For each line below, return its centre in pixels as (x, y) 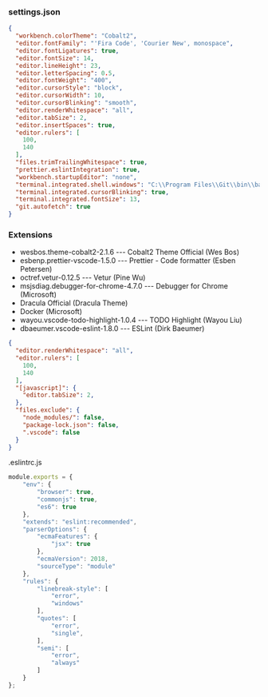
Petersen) (36, 269)
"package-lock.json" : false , (71, 425)
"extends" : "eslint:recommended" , (80, 522)
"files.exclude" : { (48, 410)
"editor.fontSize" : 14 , (55, 58)
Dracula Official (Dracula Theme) (74, 303)
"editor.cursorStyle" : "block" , (69, 88)
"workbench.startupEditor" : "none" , (76, 177)
